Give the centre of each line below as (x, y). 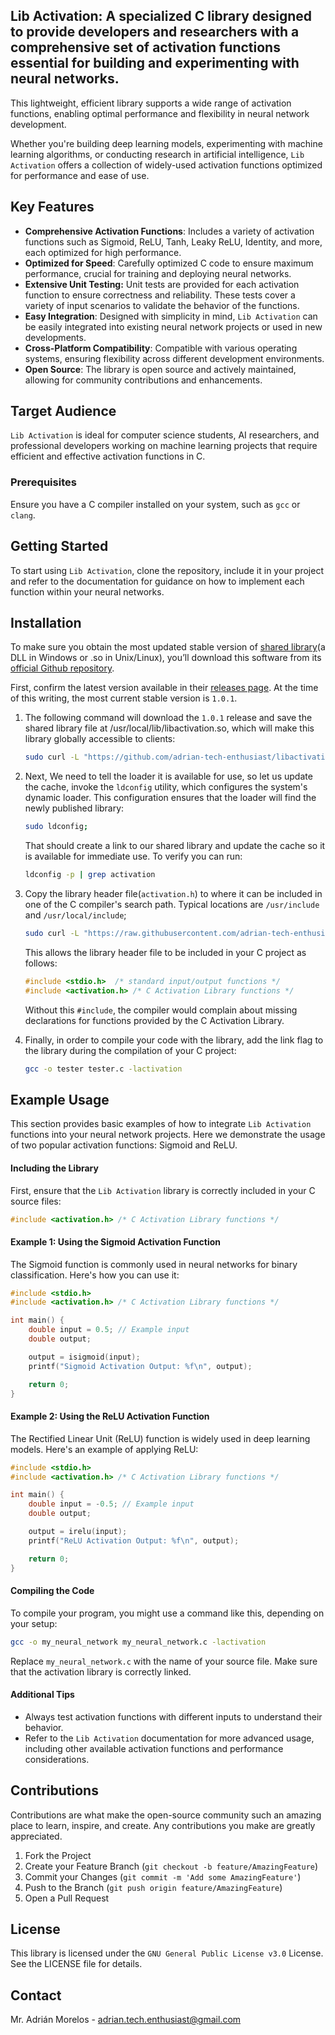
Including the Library (54, 1168)
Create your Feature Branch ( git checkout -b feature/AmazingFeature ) (171, 1866)
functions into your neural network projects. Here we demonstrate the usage (168, 1135)
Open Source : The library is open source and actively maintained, (160, 369)
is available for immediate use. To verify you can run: (133, 856)
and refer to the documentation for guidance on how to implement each (157, 581)
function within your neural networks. (87, 591)
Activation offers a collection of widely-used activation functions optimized (166, 165)
